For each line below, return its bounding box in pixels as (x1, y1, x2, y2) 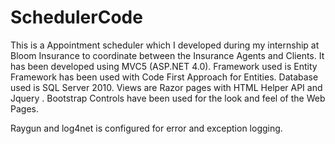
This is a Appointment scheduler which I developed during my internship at (10, 39, 320, 51)
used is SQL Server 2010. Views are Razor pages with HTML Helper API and (10, 81, 323, 93)
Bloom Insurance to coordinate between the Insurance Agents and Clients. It (10, 49, 325, 61)
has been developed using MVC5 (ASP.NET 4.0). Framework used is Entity (10, 60, 318, 72)
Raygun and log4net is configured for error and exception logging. (10, 122, 283, 134)
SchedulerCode (10, 6, 143, 29)
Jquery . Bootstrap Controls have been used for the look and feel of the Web (10, 92, 326, 104)
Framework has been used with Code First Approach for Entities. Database (10, 71, 319, 83)
